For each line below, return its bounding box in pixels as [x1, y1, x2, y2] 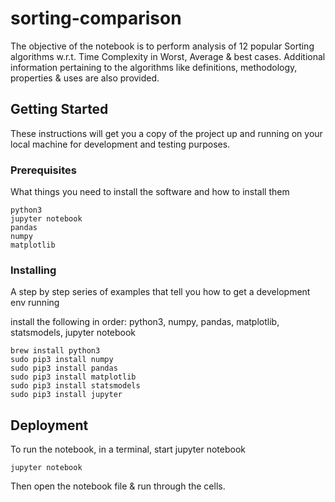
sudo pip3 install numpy [10, 355, 114, 365]
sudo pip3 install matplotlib [10, 372, 137, 382]
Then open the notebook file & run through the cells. [10, 480, 226, 492]
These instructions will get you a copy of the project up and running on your [10, 127, 323, 139]
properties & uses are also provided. [10, 72, 160, 84]
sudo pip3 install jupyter [10, 390, 123, 400]
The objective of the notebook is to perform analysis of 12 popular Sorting [10, 40, 315, 52]
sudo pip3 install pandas [10, 363, 118, 374]
